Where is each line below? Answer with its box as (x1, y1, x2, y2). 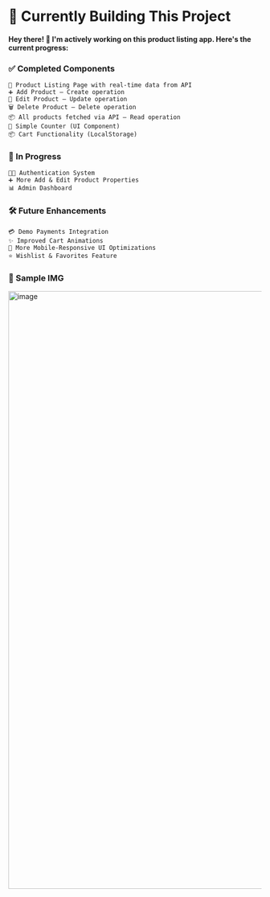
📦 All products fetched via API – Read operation (8, 113, 181, 121)
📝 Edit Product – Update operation (8, 96, 128, 104)
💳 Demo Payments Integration (8, 227, 108, 236)
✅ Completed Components (8, 63, 115, 74)
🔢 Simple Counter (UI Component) (8, 122, 121, 131)
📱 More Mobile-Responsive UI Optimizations (8, 244, 157, 252)
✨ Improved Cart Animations (8, 236, 104, 244)
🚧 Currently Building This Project (8, 7, 231, 26)
